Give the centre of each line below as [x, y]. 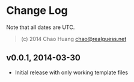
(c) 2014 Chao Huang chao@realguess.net [74, 39]
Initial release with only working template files [71, 72]
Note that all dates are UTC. [41, 27]
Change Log [37, 11]
